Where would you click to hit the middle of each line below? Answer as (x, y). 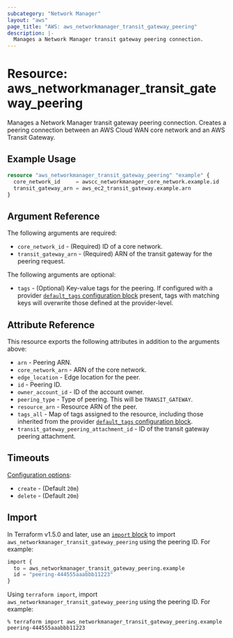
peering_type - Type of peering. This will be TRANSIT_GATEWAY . (105, 399)
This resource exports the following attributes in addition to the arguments (114, 342)
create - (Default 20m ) (48, 488)
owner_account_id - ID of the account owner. (81, 392)
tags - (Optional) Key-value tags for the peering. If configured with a (115, 288)
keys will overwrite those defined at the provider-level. (95, 303)
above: (17, 349)
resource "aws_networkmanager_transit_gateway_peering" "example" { (109, 175)
